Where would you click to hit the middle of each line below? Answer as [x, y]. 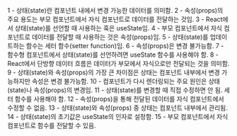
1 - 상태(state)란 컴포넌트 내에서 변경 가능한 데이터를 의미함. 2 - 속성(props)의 [115, 10]
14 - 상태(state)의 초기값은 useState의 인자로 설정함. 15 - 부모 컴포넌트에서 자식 [118, 117]
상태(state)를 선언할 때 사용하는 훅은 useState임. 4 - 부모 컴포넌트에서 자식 [118, 28]
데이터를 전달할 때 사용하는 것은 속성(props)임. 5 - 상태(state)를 [120, 37]
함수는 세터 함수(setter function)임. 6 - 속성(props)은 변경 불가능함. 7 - [125, 46]
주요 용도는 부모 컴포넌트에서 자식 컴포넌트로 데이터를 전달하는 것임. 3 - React [115, 19]
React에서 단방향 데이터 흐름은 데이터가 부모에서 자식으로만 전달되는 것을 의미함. [118, 63]
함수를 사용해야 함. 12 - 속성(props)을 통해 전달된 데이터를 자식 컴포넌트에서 [119, 99]
